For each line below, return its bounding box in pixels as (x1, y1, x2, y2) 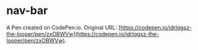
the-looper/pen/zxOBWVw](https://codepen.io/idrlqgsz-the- (6, 30, 159, 37)
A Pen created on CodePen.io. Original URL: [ (6, 24, 121, 31)
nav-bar (6, 4, 48, 18)
